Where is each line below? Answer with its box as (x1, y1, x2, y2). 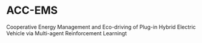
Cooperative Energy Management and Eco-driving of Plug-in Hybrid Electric (6, 23, 197, 30)
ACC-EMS (6, 4, 58, 17)
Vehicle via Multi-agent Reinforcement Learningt (6, 29, 127, 36)
